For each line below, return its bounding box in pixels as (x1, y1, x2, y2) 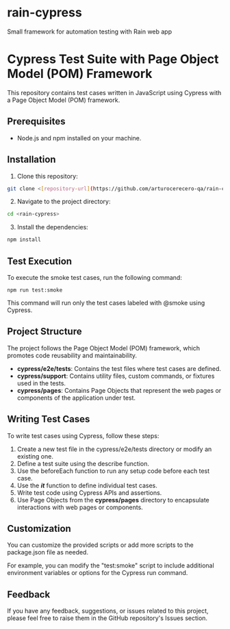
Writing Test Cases (7, 413, 90, 425)
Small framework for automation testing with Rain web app (7, 27, 172, 36)
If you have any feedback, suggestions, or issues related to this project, (7, 607, 209, 615)
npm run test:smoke (7, 286, 63, 294)
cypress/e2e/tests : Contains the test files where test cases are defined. (16, 364, 221, 372)
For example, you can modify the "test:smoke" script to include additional (7, 561, 214, 569)
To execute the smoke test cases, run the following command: (7, 273, 183, 281)
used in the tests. (16, 378, 66, 387)
